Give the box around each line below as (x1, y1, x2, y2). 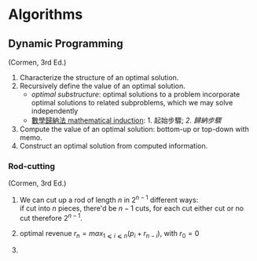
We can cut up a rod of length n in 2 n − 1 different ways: (19, 194, 199, 204)
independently (31, 106, 79, 116)
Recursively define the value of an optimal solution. (19, 81, 186, 90)
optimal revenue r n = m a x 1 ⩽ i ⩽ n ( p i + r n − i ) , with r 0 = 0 (19, 228, 200, 240)
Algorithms (8, 6, 83, 24)
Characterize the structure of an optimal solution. (19, 73, 179, 82)
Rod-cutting (8, 160, 56, 171)
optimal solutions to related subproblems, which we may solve (31, 98, 233, 107)
